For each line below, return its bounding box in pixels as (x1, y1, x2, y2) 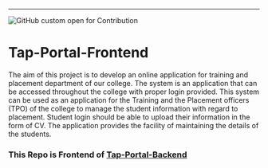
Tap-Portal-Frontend (8, 44, 149, 62)
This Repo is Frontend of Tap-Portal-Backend (8, 149, 187, 160)
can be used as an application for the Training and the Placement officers (8, 95, 250, 104)
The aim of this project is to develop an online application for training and (8, 69, 249, 80)
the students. (8, 129, 52, 139)
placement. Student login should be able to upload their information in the (8, 112, 250, 122)
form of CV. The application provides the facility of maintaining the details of (8, 120, 259, 130)
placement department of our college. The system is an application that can (8, 78, 258, 88)
